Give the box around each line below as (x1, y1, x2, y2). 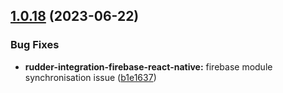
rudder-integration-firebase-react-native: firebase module (24, 60, 273, 73)
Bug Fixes (10, 38, 60, 52)
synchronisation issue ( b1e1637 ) (24, 71, 157, 83)
